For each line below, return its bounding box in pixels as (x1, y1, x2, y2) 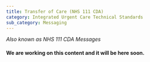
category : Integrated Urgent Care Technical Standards (6, 14, 144, 20)
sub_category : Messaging (6, 19, 67, 25)
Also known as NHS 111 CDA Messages (6, 36, 101, 43)
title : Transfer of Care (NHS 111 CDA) (6, 8, 104, 15)
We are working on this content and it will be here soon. (6, 49, 145, 56)
